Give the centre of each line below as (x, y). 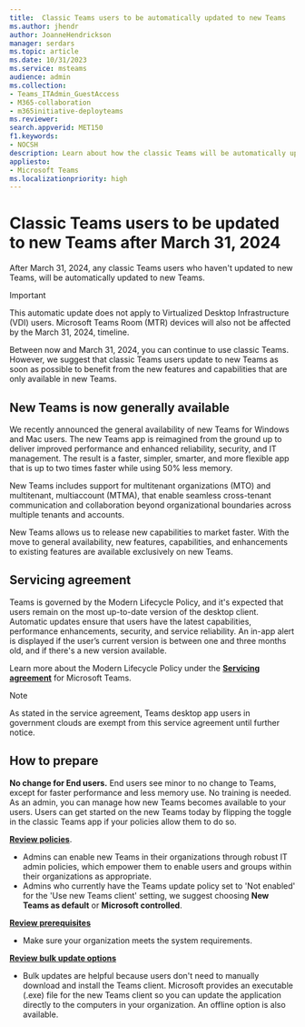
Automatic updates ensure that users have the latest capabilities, (131, 621)
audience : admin (40, 77)
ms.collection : (38, 86)
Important (28, 296)
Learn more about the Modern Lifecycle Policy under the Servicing (135, 668)
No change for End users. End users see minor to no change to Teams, (143, 782)
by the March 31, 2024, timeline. (69, 332)
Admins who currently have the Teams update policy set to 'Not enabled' (159, 886)
